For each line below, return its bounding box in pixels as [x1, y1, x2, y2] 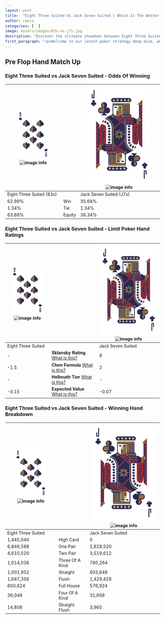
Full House [58, 583, 80, 589]
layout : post [5, 8, 32, 13]
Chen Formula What [51, 362, 93, 368]
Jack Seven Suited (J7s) [80, 192, 130, 197]
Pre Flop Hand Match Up [5, 58, 81, 66]
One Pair [58, 543, 76, 550]
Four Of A [58, 590, 78, 595]
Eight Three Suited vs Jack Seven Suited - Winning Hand [5, 405, 143, 412]
